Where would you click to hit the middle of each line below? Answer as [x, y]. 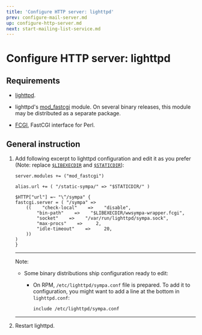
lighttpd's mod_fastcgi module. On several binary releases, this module [103, 107]
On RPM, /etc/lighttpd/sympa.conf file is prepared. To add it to [112, 285]
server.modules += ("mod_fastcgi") [60, 176]
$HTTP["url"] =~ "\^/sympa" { [53, 197]
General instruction [43, 144]
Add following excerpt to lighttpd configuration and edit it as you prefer [103, 159]
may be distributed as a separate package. [68, 113]
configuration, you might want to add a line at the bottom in [106, 292]
